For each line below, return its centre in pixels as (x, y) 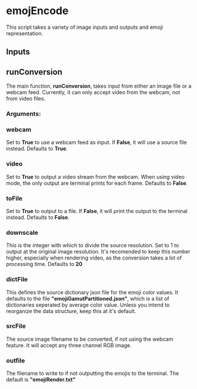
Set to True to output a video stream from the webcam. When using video (96, 177)
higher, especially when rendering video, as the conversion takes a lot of (94, 258)
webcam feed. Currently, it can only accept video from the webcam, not (93, 92)
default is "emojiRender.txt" (41, 380)
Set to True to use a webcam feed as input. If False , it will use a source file (96, 142)
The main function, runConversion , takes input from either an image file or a (99, 86)
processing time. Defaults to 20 (44, 264)
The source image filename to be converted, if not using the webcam (90, 339)
